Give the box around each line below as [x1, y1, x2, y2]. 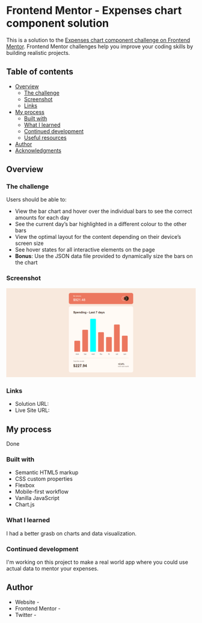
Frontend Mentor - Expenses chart [6, 4, 182, 17]
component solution [6, 16, 109, 30]
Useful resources [23, 134, 67, 141]
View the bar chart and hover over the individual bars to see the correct [14, 207, 192, 215]
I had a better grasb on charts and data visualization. [6, 530, 137, 537]
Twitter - [14, 611, 37, 618]
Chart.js [14, 501, 35, 508]
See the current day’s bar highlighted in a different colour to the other [14, 221, 187, 228]
